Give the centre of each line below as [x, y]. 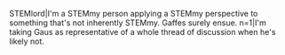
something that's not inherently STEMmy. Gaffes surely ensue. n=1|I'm [138, 23]
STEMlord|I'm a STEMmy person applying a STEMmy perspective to [134, 14]
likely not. [27, 41]
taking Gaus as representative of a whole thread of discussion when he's [142, 32]
